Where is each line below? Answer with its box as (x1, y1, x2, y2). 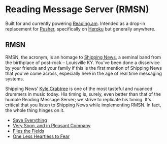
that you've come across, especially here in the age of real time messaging (5, 70, 162, 76)
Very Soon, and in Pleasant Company (12, 122, 91, 128)
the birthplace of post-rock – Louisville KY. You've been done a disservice (5, 60, 160, 66)
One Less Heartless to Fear (12, 133, 70, 139)
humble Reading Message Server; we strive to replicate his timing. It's (5, 96, 151, 102)
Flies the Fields (12, 128, 45, 134)
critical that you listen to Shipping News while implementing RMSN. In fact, (5, 102, 161, 108)
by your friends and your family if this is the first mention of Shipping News (5, 65, 162, 71)
